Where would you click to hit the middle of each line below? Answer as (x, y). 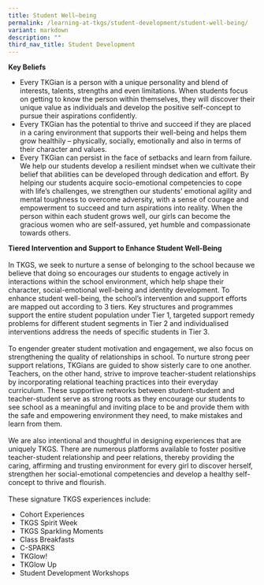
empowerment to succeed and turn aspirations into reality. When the (131, 208)
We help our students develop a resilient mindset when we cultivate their (138, 166)
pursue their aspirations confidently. (78, 116)
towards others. (45, 233)
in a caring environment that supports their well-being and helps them (133, 133)
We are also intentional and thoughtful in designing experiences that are (125, 441)
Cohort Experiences (52, 515)
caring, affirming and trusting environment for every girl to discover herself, (131, 466)
